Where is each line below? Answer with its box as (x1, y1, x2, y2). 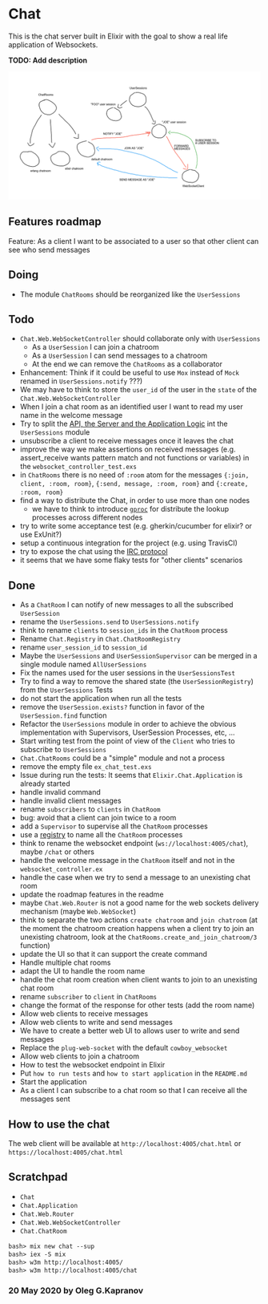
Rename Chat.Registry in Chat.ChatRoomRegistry (19, 634, 182, 644)
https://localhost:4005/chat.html (8, 1148, 124, 1156)
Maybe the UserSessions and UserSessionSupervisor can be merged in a (19, 651, 258, 661)
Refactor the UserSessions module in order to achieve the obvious (19, 719, 237, 729)
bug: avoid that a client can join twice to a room (19, 813, 177, 823)
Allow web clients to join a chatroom (19, 1051, 140, 1061)
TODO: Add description (8, 55, 88, 65)
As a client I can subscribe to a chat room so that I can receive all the (19, 1086, 248, 1095)
